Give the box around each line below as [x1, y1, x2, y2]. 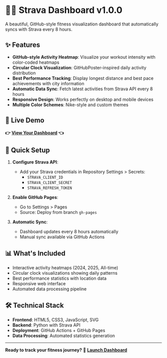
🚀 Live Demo [5, 116, 45, 125]
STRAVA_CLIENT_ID [27, 175, 63, 180]
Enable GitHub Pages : [12, 194, 59, 200]
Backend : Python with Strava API [12, 322, 81, 328]
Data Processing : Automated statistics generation [12, 333, 115, 339]
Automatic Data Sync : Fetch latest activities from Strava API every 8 [12, 86, 153, 92]
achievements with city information [12, 80, 84, 86]
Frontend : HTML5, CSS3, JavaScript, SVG [12, 317, 99, 323]
